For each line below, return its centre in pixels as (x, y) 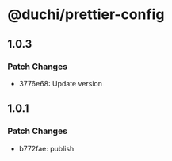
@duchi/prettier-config (86, 15)
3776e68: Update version (60, 83)
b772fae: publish (46, 148)
